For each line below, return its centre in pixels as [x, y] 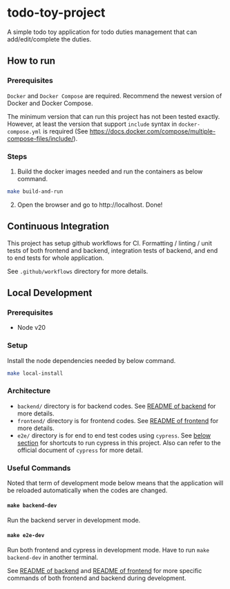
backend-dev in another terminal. [53, 557]
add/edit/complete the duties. [49, 39]
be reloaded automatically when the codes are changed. [87, 490]
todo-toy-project [56, 13]
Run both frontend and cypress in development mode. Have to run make [108, 550]
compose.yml [24, 132]
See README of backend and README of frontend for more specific [105, 571]
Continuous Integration [58, 226]
